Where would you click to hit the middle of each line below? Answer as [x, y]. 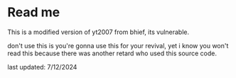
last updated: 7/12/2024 [42, 67]
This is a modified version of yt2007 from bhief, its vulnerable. [98, 32]
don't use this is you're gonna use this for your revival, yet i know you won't [118, 45]
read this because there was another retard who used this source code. [112, 53]
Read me [34, 12]
